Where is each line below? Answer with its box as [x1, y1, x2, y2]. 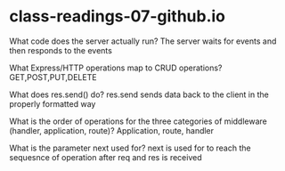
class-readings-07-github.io [9, 6, 225, 27]
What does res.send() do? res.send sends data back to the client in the [9, 89, 269, 100]
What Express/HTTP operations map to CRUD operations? [9, 62, 223, 73]
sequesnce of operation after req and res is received [9, 151, 202, 162]
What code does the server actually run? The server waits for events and [9, 36, 277, 46]
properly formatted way [9, 98, 96, 109]
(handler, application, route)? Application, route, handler [9, 125, 215, 135]
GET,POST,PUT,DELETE [9, 71, 97, 82]
